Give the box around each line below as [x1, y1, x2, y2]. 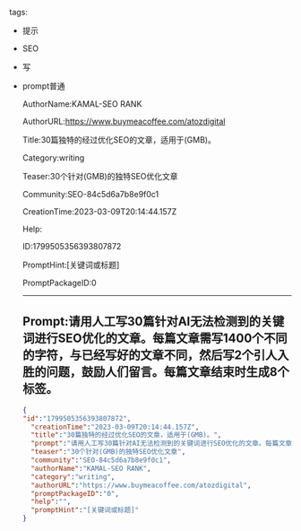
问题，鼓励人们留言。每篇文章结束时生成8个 [46, 364, 289, 379]
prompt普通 [21, 81, 65, 91]
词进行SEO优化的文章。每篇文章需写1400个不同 [21, 331, 288, 346]
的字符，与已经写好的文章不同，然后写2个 [21, 348, 254, 363]
